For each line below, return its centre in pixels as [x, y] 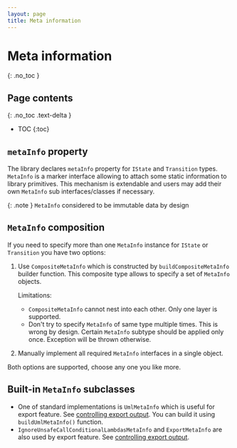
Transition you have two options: [57, 252]
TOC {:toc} [33, 129]
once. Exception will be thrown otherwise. [90, 339]
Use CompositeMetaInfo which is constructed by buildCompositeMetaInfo [123, 266]
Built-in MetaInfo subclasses [71, 390]
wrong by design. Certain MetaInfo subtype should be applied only [126, 332]
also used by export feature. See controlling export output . [104, 437]
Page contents [40, 98]
